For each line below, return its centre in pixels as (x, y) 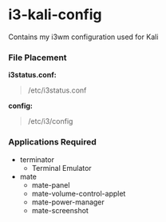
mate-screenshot (60, 210)
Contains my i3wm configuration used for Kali (83, 37)
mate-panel (51, 184)
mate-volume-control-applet (79, 193)
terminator (37, 159)
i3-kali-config (55, 15)
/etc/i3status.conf (57, 90)
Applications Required (53, 142)
